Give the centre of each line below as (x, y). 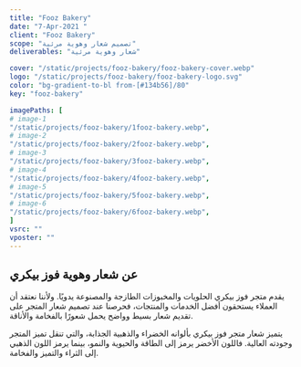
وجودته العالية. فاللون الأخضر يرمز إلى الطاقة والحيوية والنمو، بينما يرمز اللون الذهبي (151, 343)
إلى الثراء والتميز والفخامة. (54, 353)
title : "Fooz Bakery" (51, 18)
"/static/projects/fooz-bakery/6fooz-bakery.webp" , (109, 212)
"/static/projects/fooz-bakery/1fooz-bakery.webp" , (109, 127)
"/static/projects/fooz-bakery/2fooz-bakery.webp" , (109, 144)
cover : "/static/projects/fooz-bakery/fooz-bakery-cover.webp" (132, 68)
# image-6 (28, 204)
